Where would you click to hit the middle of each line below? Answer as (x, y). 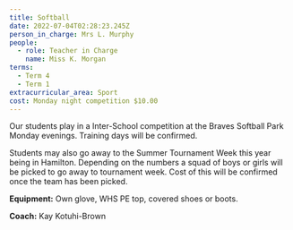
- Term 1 (34, 84)
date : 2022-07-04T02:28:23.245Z (69, 26)
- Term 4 (34, 76)
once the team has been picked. (69, 182)
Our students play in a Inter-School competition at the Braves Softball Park (146, 126)
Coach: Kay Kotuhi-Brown (57, 217)
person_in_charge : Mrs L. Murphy (72, 34)
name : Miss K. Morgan (65, 59)
